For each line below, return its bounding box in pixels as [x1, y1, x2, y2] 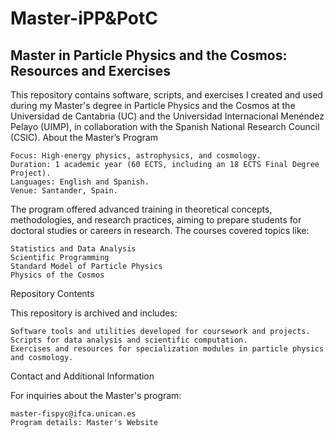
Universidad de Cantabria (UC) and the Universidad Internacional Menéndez [10, 110, 325, 122]
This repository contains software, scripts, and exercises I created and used [10, 89, 323, 101]
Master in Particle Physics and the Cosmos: [10, 47, 288, 64]
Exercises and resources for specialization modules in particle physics [10, 344, 325, 354]
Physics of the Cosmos [10, 270, 105, 280]
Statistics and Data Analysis [10, 244, 137, 254]
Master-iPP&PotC [10, 7, 158, 30]
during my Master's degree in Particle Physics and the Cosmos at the [10, 100, 296, 111]
